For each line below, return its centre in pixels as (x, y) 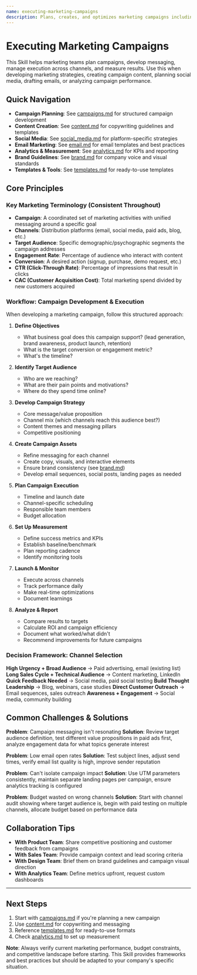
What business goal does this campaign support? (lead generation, (104, 337)
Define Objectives (37, 326)
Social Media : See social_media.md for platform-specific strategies (96, 139)
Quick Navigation (38, 100)
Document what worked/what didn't (67, 634)
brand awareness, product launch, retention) (77, 344)
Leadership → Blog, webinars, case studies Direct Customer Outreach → (95, 687)
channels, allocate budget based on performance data (72, 810)
